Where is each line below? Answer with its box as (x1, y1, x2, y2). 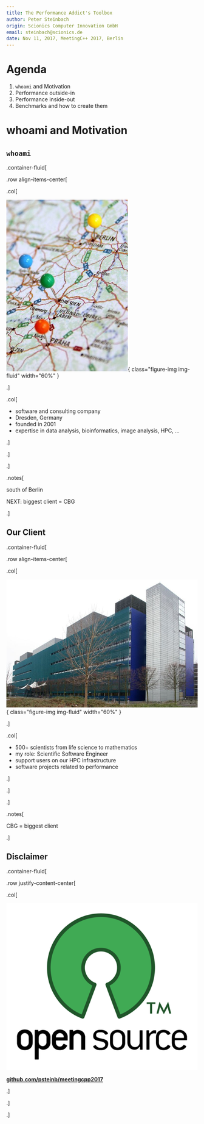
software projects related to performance (15, 763, 118, 770)
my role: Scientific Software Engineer (15, 750, 108, 757)
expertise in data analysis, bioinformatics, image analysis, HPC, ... (15, 427, 180, 434)
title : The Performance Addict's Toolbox (6, 10, 113, 16)
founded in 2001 (15, 421, 56, 428)
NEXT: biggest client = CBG (6, 498, 75, 506)
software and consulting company (15, 407, 101, 415)
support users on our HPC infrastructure (15, 756, 117, 764)
